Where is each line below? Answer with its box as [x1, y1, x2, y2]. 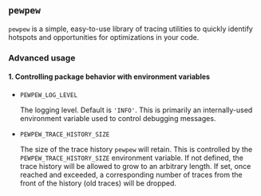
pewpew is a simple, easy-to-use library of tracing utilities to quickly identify [8, 24, 253, 33]
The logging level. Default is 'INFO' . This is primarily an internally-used [19, 105, 253, 115]
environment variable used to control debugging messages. [19, 113, 216, 123]
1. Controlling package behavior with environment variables [8, 72, 210, 81]
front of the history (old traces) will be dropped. [19, 178, 177, 188]
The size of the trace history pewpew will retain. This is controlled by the [19, 144, 253, 154]
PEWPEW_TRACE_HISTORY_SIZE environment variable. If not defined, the [19, 153, 243, 163]
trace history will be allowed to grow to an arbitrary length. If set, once [19, 161, 251, 171]
